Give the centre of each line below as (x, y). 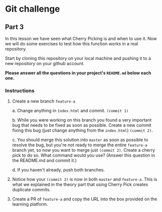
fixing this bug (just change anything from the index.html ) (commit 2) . (82, 130)
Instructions (20, 90)
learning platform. (30, 204)
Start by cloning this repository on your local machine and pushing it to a (78, 58)
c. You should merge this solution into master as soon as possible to (80, 140)
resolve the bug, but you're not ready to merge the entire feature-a (80, 145)
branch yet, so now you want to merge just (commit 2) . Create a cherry (83, 150)
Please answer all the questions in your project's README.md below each (78, 73)
